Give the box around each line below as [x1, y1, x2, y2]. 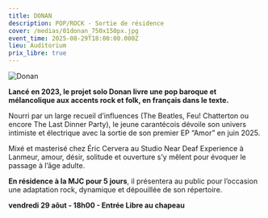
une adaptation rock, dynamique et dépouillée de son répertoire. [8, 185, 223, 194]
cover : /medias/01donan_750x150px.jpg [8, 27, 139, 35]
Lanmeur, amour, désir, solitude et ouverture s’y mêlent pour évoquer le [8, 152, 246, 162]
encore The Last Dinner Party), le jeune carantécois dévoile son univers [8, 120, 247, 129]
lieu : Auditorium [8, 42, 67, 50]
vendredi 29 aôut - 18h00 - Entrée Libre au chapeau [8, 200, 186, 210]
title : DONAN [8, 11, 52, 20]
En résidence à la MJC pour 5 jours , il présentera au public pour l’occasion [8, 176, 258, 186]
